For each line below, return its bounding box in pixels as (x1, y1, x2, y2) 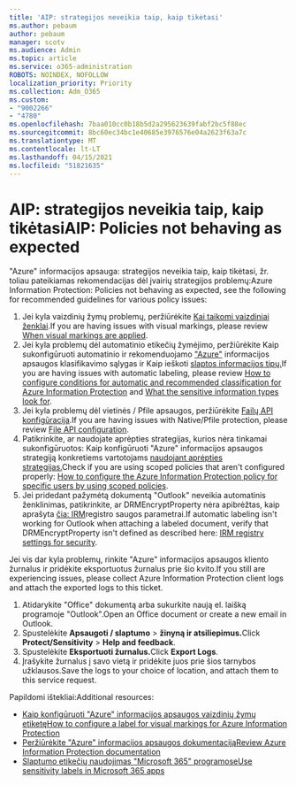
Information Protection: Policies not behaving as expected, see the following (9, 285, 286, 296)
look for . (21, 396, 53, 407)
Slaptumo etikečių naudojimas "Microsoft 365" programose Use (21, 756, 253, 766)
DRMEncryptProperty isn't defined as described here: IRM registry (21, 527, 264, 538)
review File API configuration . (21, 424, 130, 435)
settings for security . (21, 537, 98, 548)
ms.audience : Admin (9, 46, 81, 55)
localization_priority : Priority (9, 79, 133, 88)
